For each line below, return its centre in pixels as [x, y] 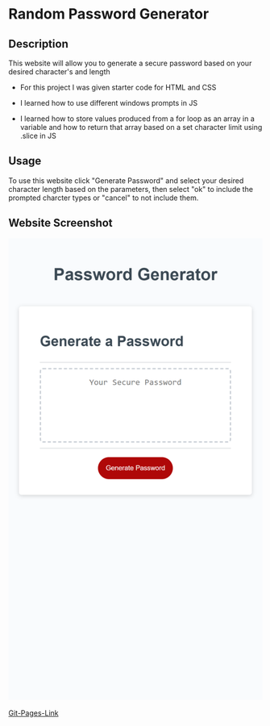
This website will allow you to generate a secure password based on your [130, 63]
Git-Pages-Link [33, 713]
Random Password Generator [109, 14]
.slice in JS [38, 136]
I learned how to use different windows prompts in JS [109, 103]
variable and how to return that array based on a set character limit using [141, 127]
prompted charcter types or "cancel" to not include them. [104, 198]
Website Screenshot [60, 223]
